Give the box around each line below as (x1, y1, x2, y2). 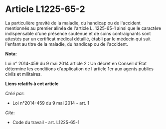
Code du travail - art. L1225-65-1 (12, 119, 80, 125)
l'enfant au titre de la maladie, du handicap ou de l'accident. (5, 41, 128, 47)
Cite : (5, 110, 15, 116)
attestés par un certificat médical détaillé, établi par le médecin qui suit (5, 36, 151, 42)
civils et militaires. (5, 71, 42, 77)
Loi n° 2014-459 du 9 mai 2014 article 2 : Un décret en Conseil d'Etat (5, 60, 147, 66)
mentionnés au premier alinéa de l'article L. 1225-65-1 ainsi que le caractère (5, 25, 162, 31)
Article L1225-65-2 (5, 3, 86, 15)
